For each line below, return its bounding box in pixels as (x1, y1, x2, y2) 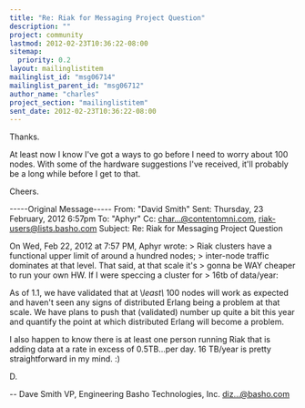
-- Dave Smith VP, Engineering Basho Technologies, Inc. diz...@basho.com (9, 389, 290, 400)
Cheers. (9, 186, 39, 197)
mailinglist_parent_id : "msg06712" (9, 81, 145, 90)
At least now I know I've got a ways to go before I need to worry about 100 (9, 149, 289, 160)
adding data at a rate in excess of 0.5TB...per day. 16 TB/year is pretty (9, 343, 271, 355)
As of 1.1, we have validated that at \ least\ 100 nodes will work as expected (9, 288, 290, 299)
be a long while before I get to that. (9, 168, 141, 179)
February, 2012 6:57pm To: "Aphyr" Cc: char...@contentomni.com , (9, 213, 257, 224)
